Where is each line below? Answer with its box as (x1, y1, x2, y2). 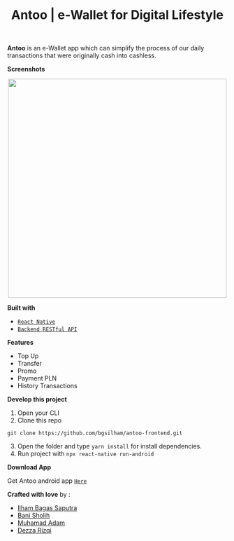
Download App (7, 463, 52, 471)
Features (7, 338, 34, 346)
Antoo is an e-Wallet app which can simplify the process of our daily (7, 43, 205, 52)
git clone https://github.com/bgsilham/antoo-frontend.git (7, 430, 183, 437)
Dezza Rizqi (17, 526, 52, 534)
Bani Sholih (17, 511, 50, 519)
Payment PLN (17, 374, 57, 382)
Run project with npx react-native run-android (17, 449, 154, 458)
